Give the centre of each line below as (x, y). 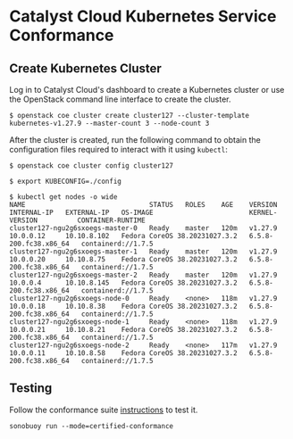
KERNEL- (263, 212)
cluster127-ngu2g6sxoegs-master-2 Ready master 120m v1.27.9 (143, 275)
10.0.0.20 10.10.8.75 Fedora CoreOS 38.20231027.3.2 (124, 260)
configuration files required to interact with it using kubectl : (118, 149)
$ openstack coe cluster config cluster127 (92, 166)
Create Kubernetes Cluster (86, 68)
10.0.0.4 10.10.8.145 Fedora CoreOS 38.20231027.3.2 (124, 283)
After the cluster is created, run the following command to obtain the (135, 140)
